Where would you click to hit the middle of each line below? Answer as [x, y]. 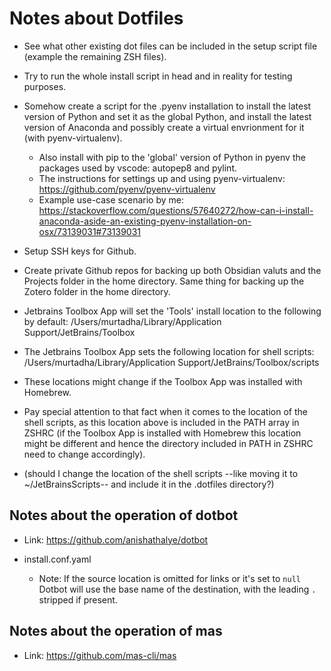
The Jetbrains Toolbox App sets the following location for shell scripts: [169, 351]
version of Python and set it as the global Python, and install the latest [167, 116]
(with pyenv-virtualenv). [73, 138]
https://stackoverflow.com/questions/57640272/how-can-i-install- [176, 210]
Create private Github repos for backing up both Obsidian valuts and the [172, 270]
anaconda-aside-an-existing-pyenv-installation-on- [145, 221]
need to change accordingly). [84, 454]
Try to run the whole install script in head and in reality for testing [158, 76]
